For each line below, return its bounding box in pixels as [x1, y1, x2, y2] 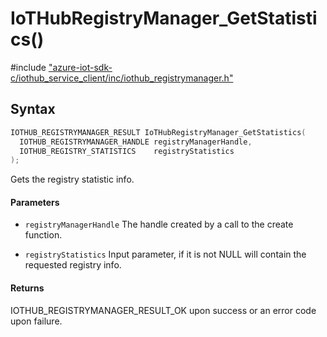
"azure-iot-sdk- [48, 61, 113, 73]
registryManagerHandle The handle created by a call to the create [24, 218, 294, 231]
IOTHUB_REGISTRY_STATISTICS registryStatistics [19, 146, 235, 156]
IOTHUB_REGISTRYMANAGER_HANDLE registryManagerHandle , [19, 137, 253, 147]
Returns [10, 282, 45, 294]
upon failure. [10, 315, 63, 327]
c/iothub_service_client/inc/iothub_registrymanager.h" [10, 72, 234, 84]
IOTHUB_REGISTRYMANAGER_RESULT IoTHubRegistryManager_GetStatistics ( [10, 127, 307, 137]
